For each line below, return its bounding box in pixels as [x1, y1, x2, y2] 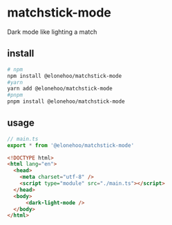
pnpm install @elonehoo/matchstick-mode [7, 98, 126, 105]
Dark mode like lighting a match [7, 28, 97, 36]
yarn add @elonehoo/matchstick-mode [7, 85, 113, 92]
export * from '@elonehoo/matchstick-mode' [7, 141, 135, 149]
